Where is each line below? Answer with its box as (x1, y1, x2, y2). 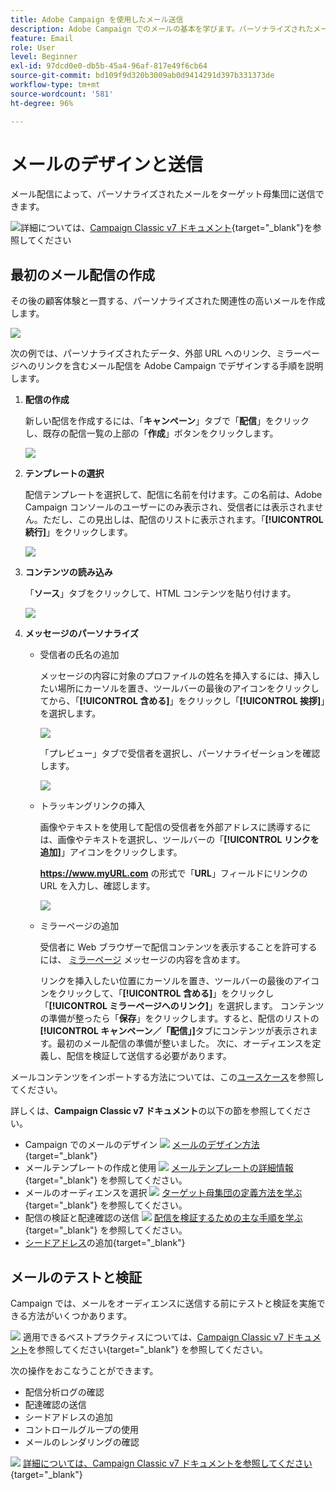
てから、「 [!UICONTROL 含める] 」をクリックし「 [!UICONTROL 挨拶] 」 (39, 695, 326, 707)
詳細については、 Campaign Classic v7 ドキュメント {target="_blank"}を (20, 222, 313, 234)
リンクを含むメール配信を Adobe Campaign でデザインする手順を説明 (36, 360, 324, 372)
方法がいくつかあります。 (27, 1310, 133, 1322)
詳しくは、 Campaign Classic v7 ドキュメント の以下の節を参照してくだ (10, 1105, 303, 1117)
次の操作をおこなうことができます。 (10, 1365, 159, 1377)
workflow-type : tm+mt (10, 80, 101, 90)
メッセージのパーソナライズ (24, 627, 140, 640)
